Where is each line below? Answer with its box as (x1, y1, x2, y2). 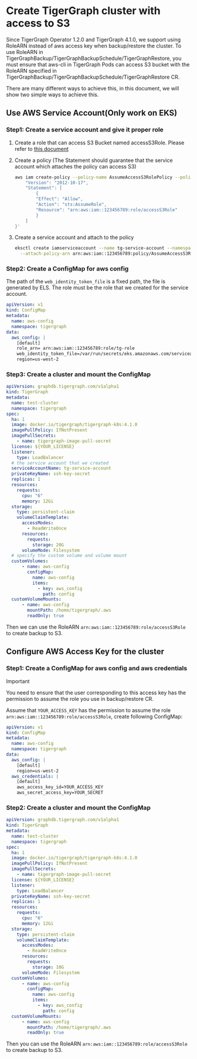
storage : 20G (32, 542, 64, 548)
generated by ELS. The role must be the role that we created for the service (6, 284, 189, 291)
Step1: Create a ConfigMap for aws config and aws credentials (6, 665, 188, 673)
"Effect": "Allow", (36, 196, 83, 202)
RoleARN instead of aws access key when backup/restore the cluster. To (6, 42, 182, 49)
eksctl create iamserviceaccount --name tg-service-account (14, 245, 165, 251)
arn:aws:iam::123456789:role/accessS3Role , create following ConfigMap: (6, 713, 183, 720)
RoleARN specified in (6, 67, 57, 74)
